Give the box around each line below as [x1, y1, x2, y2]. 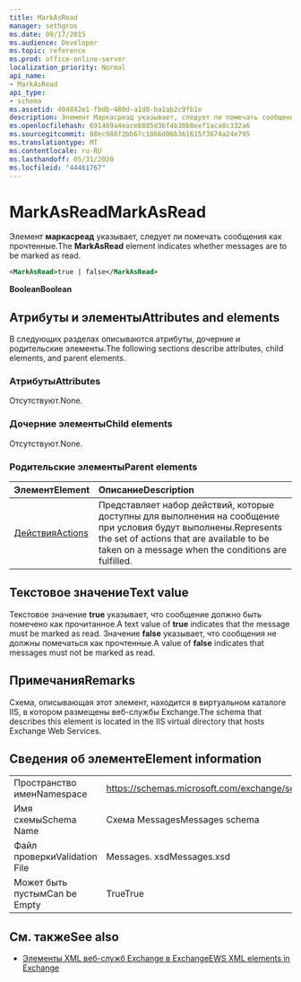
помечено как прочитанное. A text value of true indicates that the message [9, 618, 290, 629]
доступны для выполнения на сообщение [98, 510, 280, 522]
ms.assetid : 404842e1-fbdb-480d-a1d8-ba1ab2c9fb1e [9, 105, 202, 114]
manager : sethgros [9, 22, 78, 30]
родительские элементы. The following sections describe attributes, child [9, 343, 284, 354]
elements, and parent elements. [9, 353, 126, 363]
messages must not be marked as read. [9, 647, 156, 658]
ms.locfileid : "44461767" [9, 163, 106, 172]
